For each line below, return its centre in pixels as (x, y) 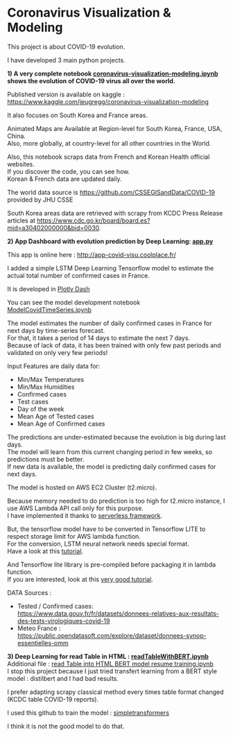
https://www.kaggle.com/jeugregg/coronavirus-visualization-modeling (108, 101)
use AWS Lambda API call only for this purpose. (76, 508)
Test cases (33, 401)
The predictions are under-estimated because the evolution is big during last (116, 437)
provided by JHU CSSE (40, 200)
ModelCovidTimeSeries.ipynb (50, 309)
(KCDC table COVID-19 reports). (53, 699)
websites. (21, 164)
